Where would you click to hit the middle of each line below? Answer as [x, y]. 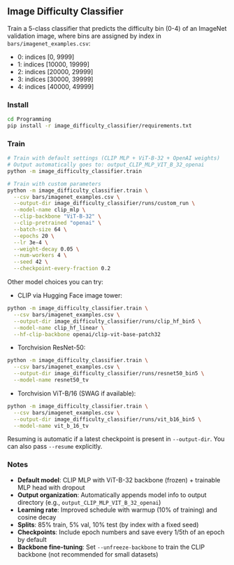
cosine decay [37, 517]
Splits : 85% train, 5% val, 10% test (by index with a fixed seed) [108, 524]
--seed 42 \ [31, 262]
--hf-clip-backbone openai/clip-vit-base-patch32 [87, 334]
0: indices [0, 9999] [46, 57]
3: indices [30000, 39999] [55, 79]
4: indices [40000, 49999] [56, 86]
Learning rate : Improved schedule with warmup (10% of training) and [117, 510]
